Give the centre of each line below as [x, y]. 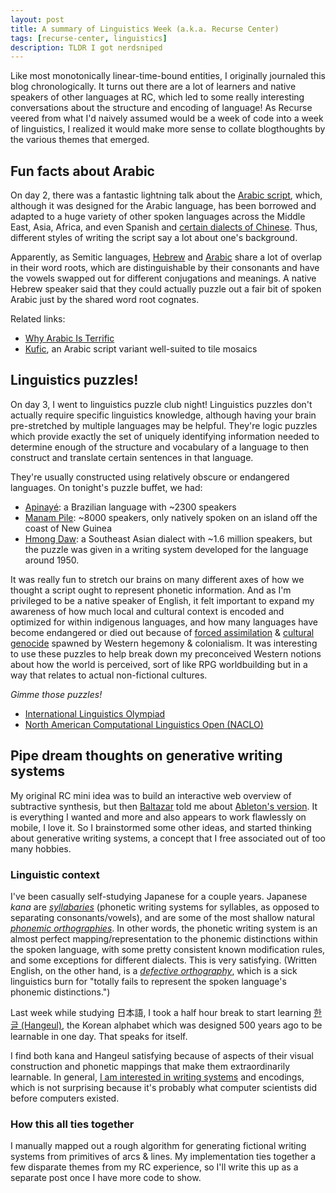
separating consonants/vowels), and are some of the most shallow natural [162, 917]
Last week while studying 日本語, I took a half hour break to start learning [161, 1012]
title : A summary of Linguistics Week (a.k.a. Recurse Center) [145, 29]
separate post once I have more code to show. [106, 1178]
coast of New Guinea [68, 528]
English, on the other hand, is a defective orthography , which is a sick [154, 970]
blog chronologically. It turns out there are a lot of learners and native [153, 87]
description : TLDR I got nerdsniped [86, 47]
